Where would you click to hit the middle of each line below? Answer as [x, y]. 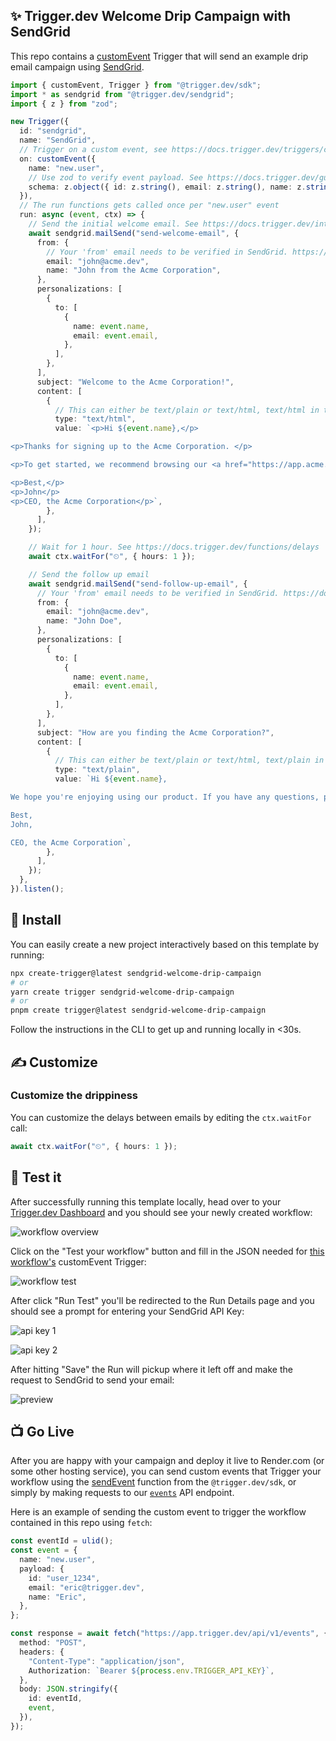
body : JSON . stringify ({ [68, 1689]
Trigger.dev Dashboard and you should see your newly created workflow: [161, 1212]
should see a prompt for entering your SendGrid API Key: [127, 1311]
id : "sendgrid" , [53, 131]
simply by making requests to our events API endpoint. [122, 1493]
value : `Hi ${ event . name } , [111, 779]
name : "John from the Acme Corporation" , [134, 270]
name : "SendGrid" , [58, 140]
